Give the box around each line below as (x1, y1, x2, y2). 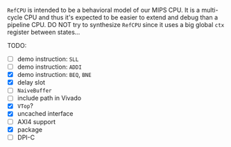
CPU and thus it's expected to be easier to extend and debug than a (24, 13, 219, 21)
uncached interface (17, 110, 74, 118)
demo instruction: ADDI (17, 62, 82, 71)
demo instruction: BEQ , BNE (17, 71, 92, 79)
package (17, 125, 43, 134)
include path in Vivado (17, 94, 82, 103)
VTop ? (17, 102, 33, 110)
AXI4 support (17, 117, 56, 126)
